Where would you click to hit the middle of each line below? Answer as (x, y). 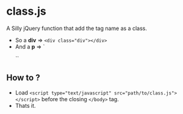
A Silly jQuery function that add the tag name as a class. (77, 28)
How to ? (23, 78)
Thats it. (25, 105)
